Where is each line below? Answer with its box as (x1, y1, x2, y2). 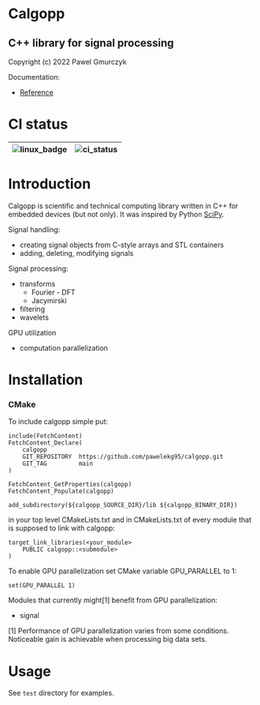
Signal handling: (8, 224, 61, 234)
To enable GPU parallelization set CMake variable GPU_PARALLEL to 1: (8, 566, 237, 576)
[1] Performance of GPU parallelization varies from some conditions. (8, 626, 229, 636)
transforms (19, 279, 56, 288)
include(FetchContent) (8, 432, 83, 441)
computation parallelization (19, 343, 109, 352)
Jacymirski (31, 295, 67, 305)
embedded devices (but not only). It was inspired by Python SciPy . (8, 209, 225, 219)
